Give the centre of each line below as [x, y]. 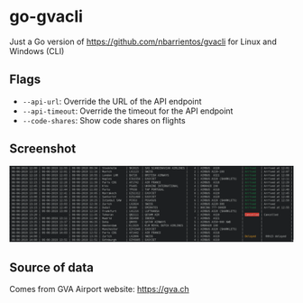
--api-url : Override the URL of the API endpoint [112, 101]
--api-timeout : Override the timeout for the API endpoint [128, 111]
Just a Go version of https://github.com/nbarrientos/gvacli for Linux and [143, 41]
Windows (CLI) [37, 50]
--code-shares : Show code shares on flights [104, 120]
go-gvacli [46, 17]
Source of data [52, 267]
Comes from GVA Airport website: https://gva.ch [99, 289]
